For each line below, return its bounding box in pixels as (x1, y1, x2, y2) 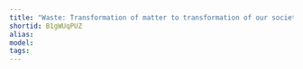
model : (9, 38, 34, 47)
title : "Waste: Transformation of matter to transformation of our (9, 13, 269, 22)
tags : (9, 47, 30, 56)
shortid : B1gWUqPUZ (9, 22, 83, 30)
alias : (9, 30, 34, 39)
